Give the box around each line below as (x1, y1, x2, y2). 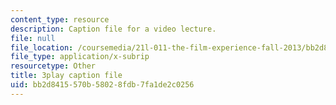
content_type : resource (10, 14, 110, 25)
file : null (10, 33, 56, 43)
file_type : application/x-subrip (10, 52, 150, 62)
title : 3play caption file (10, 71, 123, 81)
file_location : (10, 42, 74, 53)
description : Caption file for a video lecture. (10, 24, 217, 34)
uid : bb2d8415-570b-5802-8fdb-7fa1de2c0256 (10, 80, 195, 90)
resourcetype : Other (10, 61, 97, 71)
